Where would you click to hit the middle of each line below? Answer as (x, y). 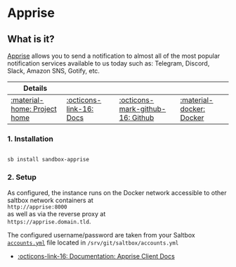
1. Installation (31, 139)
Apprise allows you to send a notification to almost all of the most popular (114, 56)
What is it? (31, 39)
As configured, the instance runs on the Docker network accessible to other (117, 192)
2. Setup (22, 178)
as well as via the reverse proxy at (57, 213)
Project (45, 109)
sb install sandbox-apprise (48, 160)
